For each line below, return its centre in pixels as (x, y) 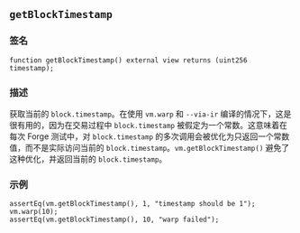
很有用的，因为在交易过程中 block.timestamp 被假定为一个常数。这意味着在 (149, 125)
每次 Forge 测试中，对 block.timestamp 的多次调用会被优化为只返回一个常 (145, 136)
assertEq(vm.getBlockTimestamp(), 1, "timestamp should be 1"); (132, 204)
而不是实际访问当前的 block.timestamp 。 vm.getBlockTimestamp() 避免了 (157, 147)
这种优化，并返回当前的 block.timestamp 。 (88, 159)
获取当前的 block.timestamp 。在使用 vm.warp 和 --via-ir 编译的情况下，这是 (150, 114)
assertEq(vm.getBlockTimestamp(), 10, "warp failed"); (114, 220)
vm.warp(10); (34, 212)
